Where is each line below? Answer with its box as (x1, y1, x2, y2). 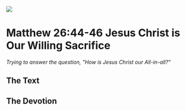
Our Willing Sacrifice (6, 39, 111, 52)
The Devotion (6, 96, 58, 106)
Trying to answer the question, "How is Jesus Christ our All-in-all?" (6, 58, 171, 65)
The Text (6, 76, 40, 86)
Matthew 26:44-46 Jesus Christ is (6, 26, 181, 40)
